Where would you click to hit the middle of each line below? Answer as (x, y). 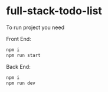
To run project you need (35, 27)
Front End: (19, 39)
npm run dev (21, 83)
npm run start (24, 55)
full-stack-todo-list (54, 11)
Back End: (18, 66)
